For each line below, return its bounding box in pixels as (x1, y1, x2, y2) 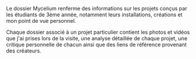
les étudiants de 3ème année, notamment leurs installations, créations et (6, 11, 183, 18)
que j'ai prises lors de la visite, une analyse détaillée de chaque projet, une (6, 35, 188, 41)
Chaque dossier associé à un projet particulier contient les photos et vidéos (6, 29, 190, 36)
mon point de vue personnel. (6, 18, 76, 24)
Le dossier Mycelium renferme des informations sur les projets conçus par (6, 5, 188, 12)
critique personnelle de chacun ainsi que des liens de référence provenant (6, 41, 187, 48)
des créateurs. (6, 47, 41, 54)
